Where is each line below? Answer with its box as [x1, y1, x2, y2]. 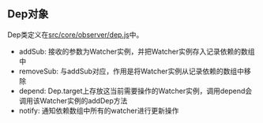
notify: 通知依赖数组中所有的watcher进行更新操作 [18, 106, 179, 115]
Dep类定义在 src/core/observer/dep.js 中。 [7, 30, 144, 39]
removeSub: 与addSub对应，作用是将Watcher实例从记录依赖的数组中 [18, 66, 244, 76]
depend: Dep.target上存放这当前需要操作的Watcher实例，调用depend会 [18, 86, 253, 95]
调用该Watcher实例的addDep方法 [18, 95, 128, 105]
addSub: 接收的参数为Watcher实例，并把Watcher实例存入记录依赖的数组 [18, 47, 255, 56]
